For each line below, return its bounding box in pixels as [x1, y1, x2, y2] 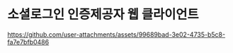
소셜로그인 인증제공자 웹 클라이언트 [7, 6, 200, 23]
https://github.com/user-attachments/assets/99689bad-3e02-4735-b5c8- [7, 30, 225, 39]
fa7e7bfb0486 [7, 37, 50, 46]
